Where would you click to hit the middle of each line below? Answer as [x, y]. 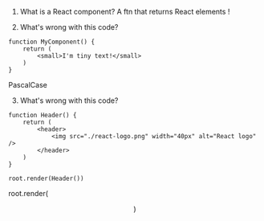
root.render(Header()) [46, 178]
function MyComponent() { [51, 42]
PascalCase [28, 85]
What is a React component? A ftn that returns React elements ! [125, 12]
